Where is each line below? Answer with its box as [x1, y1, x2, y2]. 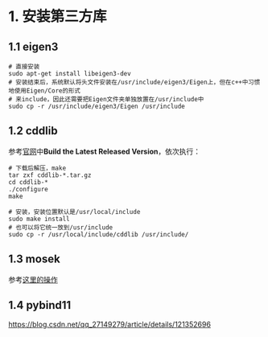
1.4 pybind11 [8, 298, 72, 312]
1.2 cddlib [8, 124, 58, 138]
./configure [8, 185, 48, 193]
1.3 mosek [8, 253, 60, 266]
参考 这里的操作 [8, 274, 58, 284]
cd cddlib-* [8, 178, 48, 186]
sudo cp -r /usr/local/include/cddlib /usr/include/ [8, 230, 189, 238]
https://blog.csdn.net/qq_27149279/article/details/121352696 [8, 319, 212, 330]
